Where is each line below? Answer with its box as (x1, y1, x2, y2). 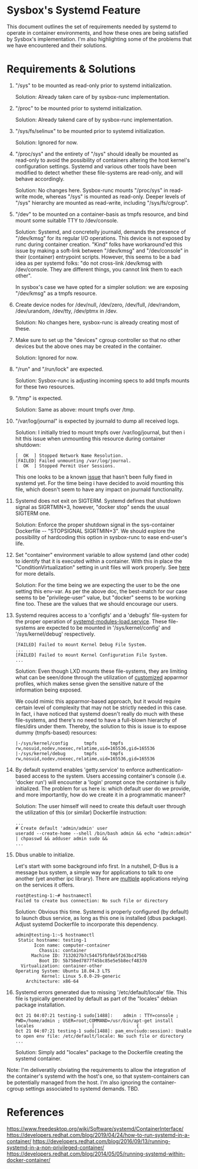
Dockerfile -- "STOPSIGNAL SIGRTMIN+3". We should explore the (15, 527, 175, 534)
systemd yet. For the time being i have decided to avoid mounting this (15, 479, 184, 486)
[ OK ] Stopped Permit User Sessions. (15, 463, 116, 469)
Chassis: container (39, 947, 87, 954)
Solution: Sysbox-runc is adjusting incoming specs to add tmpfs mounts (15, 377, 190, 384)
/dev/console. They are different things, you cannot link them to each (15, 265, 183, 273)
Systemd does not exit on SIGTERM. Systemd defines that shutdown (15, 497, 181, 504)
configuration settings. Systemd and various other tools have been (15, 162, 177, 170)
